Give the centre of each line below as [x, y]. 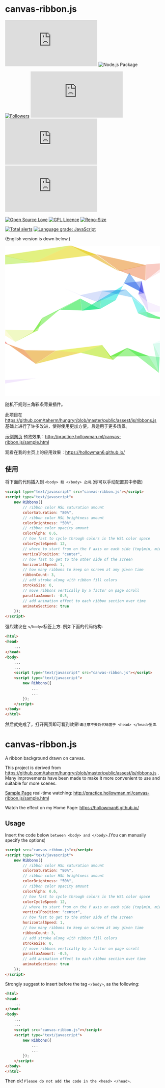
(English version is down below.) [38, 239]
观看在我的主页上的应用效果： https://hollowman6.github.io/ [65, 452]
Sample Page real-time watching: [39, 793]
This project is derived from [33, 768]
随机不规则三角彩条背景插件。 [35, 404]
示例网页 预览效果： [25, 436]
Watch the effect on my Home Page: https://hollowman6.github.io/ [72, 808]
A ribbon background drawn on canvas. [45, 758]
